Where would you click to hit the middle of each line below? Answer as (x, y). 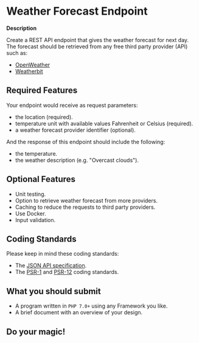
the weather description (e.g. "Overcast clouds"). (77, 160)
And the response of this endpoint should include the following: (86, 142)
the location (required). (44, 117)
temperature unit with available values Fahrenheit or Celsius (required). (104, 123)
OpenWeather (33, 65)
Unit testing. (30, 194)
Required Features (42, 91)
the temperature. (36, 153)
